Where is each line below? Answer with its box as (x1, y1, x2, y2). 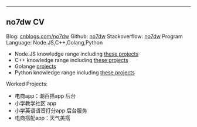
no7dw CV (6, 17, 45, 27)
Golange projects (14, 63, 57, 70)
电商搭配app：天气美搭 (14, 114, 70, 121)
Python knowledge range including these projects (14, 68, 135, 76)
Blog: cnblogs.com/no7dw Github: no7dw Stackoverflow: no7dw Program (6, 33, 183, 40)
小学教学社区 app (14, 99, 57, 107)
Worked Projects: (6, 80, 48, 87)
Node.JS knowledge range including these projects (14, 50, 139, 57)
